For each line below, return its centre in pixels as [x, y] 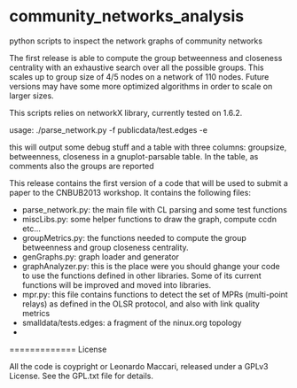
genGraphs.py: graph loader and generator [101, 256]
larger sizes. [32, 96]
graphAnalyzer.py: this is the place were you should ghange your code [151, 266]
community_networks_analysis [127, 16]
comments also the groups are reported [82, 166]
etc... [31, 229]
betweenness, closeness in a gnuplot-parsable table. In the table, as [134, 156]
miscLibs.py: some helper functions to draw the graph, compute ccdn [149, 219]
